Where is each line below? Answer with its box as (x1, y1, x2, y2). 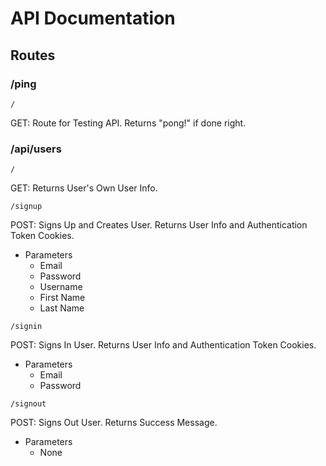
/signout (10, 399, 47, 409)
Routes (10, 47, 56, 64)
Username (39, 281, 83, 293)
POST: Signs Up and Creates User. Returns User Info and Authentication (10, 219, 308, 231)
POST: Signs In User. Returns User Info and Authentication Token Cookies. (10, 339, 317, 351)
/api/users (10, 142, 62, 156)
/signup (10, 202, 43, 212)
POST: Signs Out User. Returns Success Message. (10, 417, 218, 429)
